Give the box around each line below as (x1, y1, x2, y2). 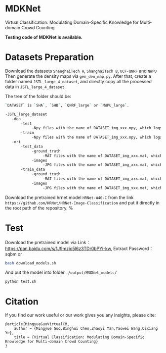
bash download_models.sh (5, 260, 56, 265)
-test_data (20, 144, 43, 149)
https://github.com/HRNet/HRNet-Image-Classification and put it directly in (5, 200, 160, 205)
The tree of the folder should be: (5, 93, 72, 99)
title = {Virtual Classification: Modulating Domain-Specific (14, 335, 145, 340)
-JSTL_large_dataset (5, 112, 48, 117)
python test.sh (5, 279, 37, 284)
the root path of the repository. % (5, 205, 73, 211)
